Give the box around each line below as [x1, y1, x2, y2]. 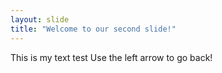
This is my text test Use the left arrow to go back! [10, 51, 213, 63]
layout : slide [10, 14, 70, 25]
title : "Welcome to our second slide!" [10, 24, 177, 34]
